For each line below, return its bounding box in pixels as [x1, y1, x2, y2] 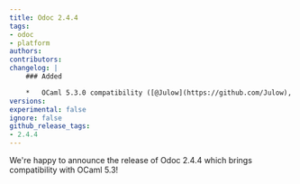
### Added [25, 72, 63, 81]
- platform [9, 38, 50, 48]
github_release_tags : [9, 122, 91, 131]
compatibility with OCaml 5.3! [9, 164, 119, 175]
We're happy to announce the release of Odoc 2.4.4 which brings [9, 155, 252, 165]
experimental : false [9, 105, 87, 114]
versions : [9, 97, 47, 106]
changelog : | [9, 64, 59, 73]
